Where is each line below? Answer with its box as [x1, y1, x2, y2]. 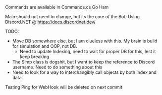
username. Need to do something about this [12, 64, 103, 70]
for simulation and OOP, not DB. [12, 43, 78, 49]
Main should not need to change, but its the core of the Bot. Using [5, 14, 140, 19]
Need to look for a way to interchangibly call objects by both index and [12, 69, 157, 75]
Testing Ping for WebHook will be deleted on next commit [5, 84, 123, 90]
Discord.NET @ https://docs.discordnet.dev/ [5, 19, 96, 25]
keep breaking [19, 54, 50, 60]
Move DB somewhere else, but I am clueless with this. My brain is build [12, 38, 158, 44]
